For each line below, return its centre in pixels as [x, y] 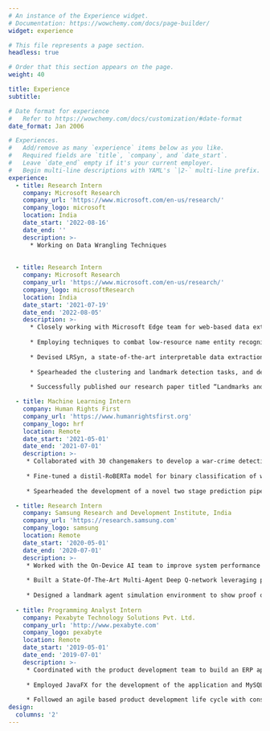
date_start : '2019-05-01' [66, 647]
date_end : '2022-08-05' [63, 312]
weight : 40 [27, 75]
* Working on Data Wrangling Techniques [98, 245]
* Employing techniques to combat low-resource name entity [132, 342]
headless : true [34, 53]
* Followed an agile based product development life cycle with [136, 700]
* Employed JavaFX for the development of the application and [134, 685]
